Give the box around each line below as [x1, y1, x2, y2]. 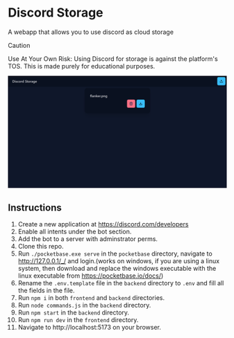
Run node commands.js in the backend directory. [17, 301, 151, 310]
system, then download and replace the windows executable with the [17, 265, 217, 273]
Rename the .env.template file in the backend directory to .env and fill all [17, 279, 224, 287]
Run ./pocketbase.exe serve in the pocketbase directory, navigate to [17, 249, 212, 258]
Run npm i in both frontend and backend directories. [17, 294, 165, 302]
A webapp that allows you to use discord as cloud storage [8, 28, 174, 36]
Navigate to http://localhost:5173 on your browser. [17, 323, 162, 332]
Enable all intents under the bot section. [17, 227, 132, 236]
